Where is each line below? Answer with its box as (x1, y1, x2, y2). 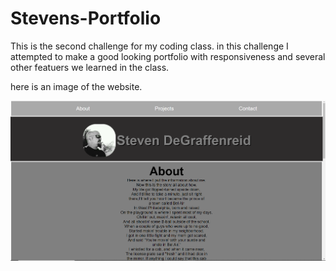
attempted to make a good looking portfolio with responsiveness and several (10, 50, 326, 62)
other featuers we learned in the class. (10, 61, 170, 73)
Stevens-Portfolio (10, 7, 162, 30)
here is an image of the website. (10, 80, 143, 92)
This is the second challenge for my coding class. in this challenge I (10, 40, 289, 52)
